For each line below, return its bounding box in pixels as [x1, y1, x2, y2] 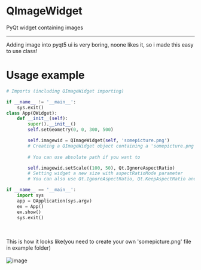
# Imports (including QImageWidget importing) [6, 88, 124, 94]
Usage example [6, 69, 85, 82]
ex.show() [17, 209, 42, 215]
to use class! [6, 47, 38, 54]
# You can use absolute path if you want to [28, 154, 141, 160]
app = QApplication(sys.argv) [17, 198, 93, 204]
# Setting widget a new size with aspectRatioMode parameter [28, 170, 184, 177]
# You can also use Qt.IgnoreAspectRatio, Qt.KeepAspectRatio [28, 176, 186, 182]
